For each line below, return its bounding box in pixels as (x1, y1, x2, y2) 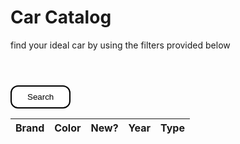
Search (27, 91, 55, 102)
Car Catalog (10, 6, 112, 29)
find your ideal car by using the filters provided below (10, 39, 231, 51)
